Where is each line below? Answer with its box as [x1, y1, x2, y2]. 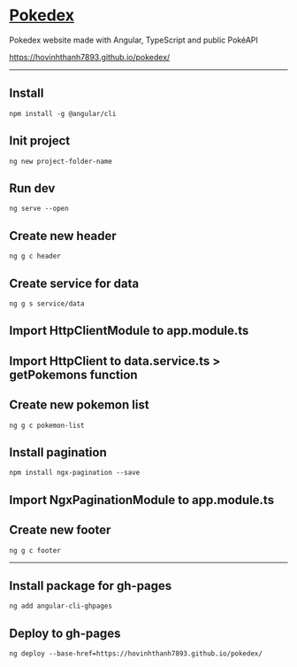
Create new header [9, 228, 117, 244]
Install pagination [9, 445, 108, 460]
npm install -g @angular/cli [9, 109, 117, 118]
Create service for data [9, 275, 140, 291]
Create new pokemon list [9, 398, 149, 413]
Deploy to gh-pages [9, 625, 121, 640]
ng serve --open [9, 205, 69, 213]
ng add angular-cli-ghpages [9, 601, 113, 611]
